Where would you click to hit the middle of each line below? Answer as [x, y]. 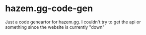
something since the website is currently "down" [55, 27]
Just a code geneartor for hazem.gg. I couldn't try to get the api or [73, 22]
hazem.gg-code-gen [49, 9]
